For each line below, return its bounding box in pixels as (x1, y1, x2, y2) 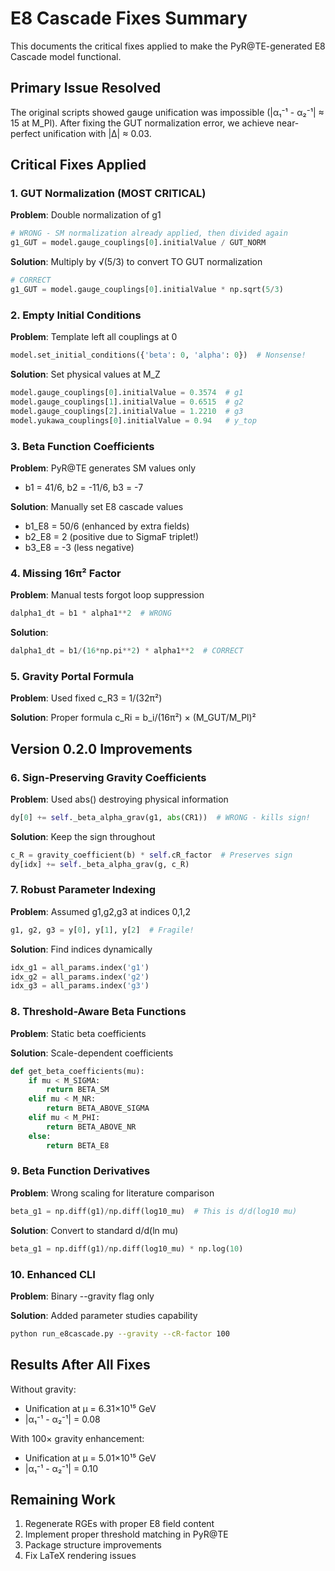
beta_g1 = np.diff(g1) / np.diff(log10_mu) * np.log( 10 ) (10, 1243, 244, 1254)
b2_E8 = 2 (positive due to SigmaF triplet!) (24, 530, 200, 542)
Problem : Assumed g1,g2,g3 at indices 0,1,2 (10, 905, 192, 917)
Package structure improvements (24, 1539, 163, 1551)
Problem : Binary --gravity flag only (10, 1290, 155, 1302)
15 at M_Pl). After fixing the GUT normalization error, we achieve (10, 117, 275, 129)
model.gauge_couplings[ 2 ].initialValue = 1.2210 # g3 (10, 406, 244, 416)
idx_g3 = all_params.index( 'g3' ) (10, 981, 150, 991)
